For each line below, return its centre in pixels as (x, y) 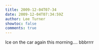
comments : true (21, 28)
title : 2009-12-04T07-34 (31, 10)
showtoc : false (21, 24)
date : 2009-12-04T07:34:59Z (34, 14)
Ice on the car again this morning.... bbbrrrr (49, 42)
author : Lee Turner (25, 19)
